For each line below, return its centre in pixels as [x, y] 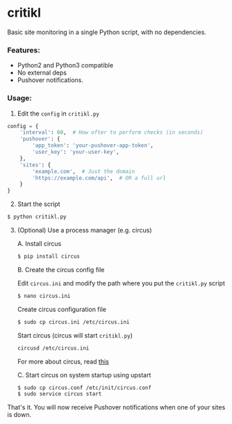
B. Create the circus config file [61, 269]
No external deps [42, 73]
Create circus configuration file [61, 309]
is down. [19, 415]
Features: [24, 50]
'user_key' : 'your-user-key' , [76, 152]
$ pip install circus [48, 257]
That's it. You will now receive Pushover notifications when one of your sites [116, 407]
